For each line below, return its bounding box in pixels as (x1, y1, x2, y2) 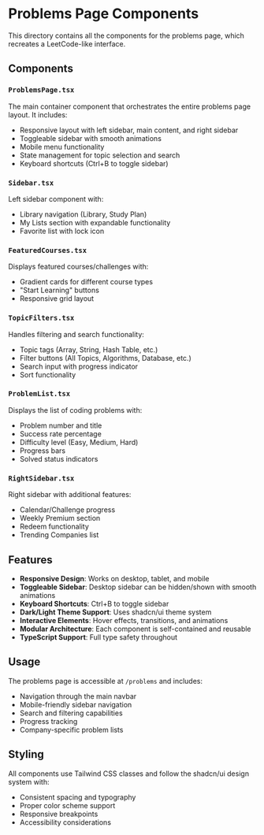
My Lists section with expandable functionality (19, 217, 171, 227)
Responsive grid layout (19, 294, 95, 303)
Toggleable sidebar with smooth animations (19, 133, 162, 143)
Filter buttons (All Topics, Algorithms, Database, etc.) (19, 353, 191, 362)
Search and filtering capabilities (19, 708, 124, 718)
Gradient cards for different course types (19, 277, 154, 287)
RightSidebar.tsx (8, 473, 75, 483)
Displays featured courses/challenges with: (8, 262, 149, 272)
